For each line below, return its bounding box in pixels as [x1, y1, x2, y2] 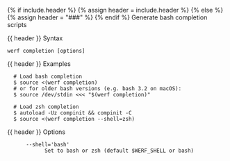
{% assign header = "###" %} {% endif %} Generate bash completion [7, 13, 208, 22]
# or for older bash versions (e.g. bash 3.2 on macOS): [13, 85, 182, 92]
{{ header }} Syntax [7, 34, 63, 42]
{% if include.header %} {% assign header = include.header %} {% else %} [7, 6, 224, 14]
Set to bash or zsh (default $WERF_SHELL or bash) [44, 147, 195, 154]
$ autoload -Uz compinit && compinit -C [13, 110, 132, 117]
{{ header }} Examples [7, 60, 71, 68]
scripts [7, 21, 27, 28]
